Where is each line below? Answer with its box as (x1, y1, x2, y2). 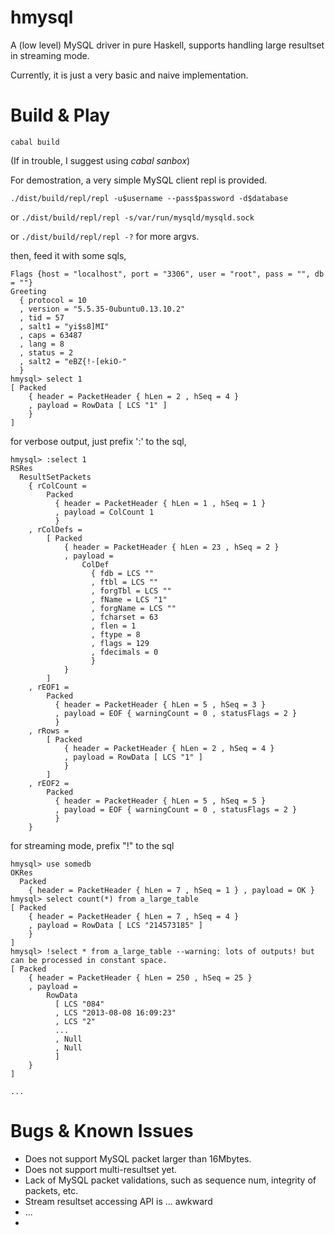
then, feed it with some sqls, (10, 249, 127, 261)
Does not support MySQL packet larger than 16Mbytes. (24, 1152, 252, 1165)
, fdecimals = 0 (90, 647, 159, 657)
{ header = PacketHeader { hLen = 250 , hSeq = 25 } (28, 972, 253, 983)
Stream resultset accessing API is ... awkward (24, 1195, 213, 1207)
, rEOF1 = (28, 682, 70, 692)
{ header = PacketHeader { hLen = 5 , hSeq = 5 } (54, 796, 267, 806)
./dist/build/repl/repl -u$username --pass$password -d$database (10, 193, 288, 203)
